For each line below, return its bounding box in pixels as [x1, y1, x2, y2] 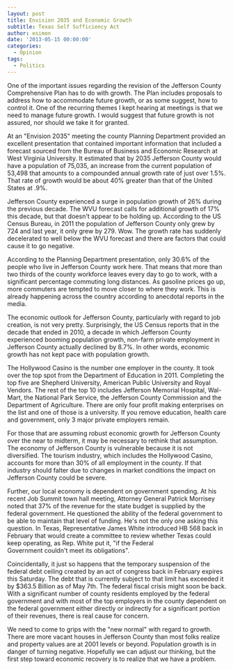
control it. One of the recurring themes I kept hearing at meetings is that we [7, 103, 223, 112]
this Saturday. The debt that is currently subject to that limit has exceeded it [7, 574, 224, 583]
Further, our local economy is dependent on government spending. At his [7, 487, 217, 495]
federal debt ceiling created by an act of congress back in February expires [7, 567, 223, 575]
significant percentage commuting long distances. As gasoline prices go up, [7, 277, 226, 286]
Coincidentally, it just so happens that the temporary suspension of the [7, 559, 210, 568]
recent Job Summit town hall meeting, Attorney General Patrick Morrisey [7, 494, 216, 503]
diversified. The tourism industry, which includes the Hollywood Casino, [7, 451, 214, 459]
